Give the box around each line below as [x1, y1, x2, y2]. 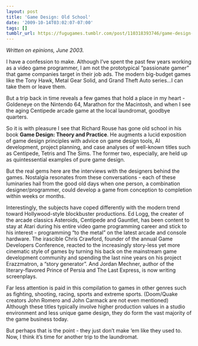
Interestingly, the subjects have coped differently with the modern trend [6, 204, 180, 211]
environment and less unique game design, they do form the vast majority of [6, 309, 192, 317]
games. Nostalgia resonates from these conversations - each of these [6, 174, 176, 181]
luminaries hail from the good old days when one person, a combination [6, 180, 181, 187]
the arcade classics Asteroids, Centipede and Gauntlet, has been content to [6, 216, 190, 224]
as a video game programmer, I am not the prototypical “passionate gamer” [6, 64, 190, 71]
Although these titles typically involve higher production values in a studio [6, 303, 186, 310]
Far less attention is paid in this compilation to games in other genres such [6, 284, 187, 292]
